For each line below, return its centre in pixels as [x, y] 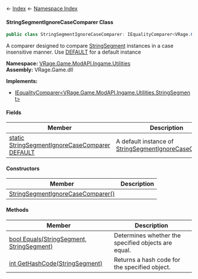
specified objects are [143, 242]
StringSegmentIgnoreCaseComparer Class [60, 22]
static [17, 138]
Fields [14, 112]
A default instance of [145, 142]
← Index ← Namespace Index [42, 9]
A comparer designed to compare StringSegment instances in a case [90, 46]
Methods [17, 210]
